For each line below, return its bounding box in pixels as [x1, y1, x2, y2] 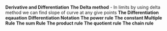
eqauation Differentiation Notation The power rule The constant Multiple [5, 15, 162, 20]
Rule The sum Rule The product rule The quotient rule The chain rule [5, 20, 154, 26]
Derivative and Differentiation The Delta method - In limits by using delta [5, 4, 160, 10]
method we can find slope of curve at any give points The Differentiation [5, 9, 159, 15]
